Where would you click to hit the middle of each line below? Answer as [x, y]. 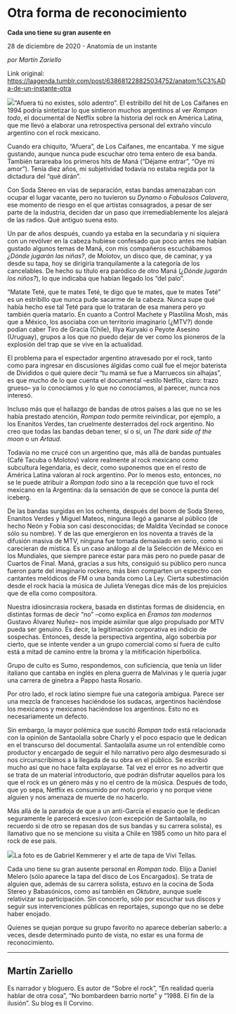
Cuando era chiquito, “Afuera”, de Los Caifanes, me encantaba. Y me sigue [116, 146]
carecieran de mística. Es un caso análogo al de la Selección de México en [115, 548]
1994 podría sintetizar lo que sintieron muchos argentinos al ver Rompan [112, 110]
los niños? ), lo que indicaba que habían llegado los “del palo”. [96, 278]
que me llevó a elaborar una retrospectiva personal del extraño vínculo [110, 125]
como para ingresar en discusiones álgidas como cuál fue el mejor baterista [117, 365]
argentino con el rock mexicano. [54, 132]
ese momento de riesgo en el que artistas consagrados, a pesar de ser [110, 205]
